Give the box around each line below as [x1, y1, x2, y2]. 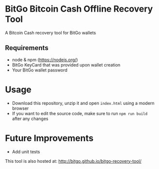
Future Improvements [5, 133, 94, 144]
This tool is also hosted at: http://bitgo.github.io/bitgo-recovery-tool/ [5, 158, 142, 164]
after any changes [12, 116, 48, 121]
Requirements [5, 44, 48, 52]
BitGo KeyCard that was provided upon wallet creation [12, 62, 121, 68]
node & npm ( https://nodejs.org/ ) [12, 57, 79, 63]
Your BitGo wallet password [12, 67, 68, 73]
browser [12, 105, 29, 111]
